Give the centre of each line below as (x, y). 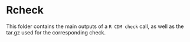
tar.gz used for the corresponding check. (56, 32)
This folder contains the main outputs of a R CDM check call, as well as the (95, 26)
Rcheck (25, 10)
